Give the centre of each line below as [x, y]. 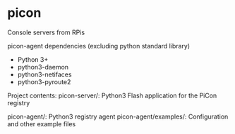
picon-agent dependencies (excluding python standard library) [99, 46]
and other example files [42, 123]
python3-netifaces [44, 74]
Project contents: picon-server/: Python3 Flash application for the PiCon [112, 95]
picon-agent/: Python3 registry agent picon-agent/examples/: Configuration [118, 116]
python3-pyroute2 [44, 81]
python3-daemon [43, 67]
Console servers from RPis [46, 32]
